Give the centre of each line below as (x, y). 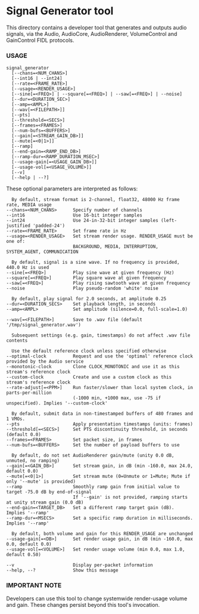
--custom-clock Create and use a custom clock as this (89, 377)
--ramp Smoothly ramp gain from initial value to (93, 487)
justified (18, 226)
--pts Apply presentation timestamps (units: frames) (100, 424)
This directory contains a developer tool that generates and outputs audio (97, 27)
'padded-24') (49, 226)
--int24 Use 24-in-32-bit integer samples (83, 221)
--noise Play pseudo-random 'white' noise (83, 289)
